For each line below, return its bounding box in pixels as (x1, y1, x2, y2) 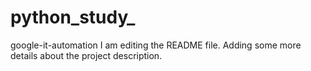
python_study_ (10, 6, 136, 29)
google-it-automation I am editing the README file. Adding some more (10, 39, 302, 51)
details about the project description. (10, 49, 163, 61)
